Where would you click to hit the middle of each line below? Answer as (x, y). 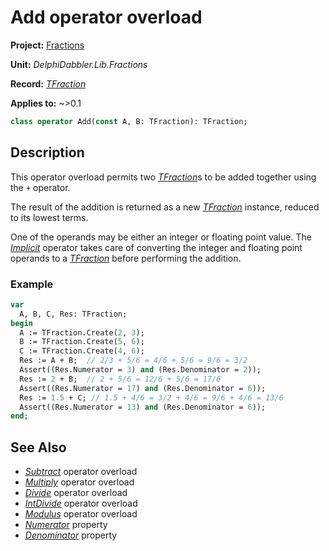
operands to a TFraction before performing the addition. (126, 258)
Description (47, 152)
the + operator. (40, 187)
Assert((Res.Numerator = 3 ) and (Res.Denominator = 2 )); (140, 370)
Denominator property (71, 535)
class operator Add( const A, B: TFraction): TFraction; (129, 121)
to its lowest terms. (49, 217)
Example (32, 284)
